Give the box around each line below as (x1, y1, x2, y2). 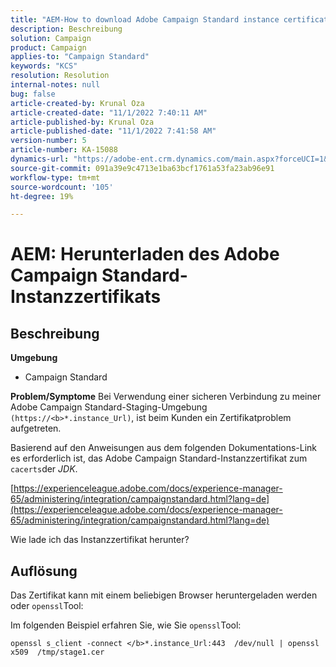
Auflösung (10, 562, 78, 580)
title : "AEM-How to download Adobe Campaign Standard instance (10, 14, 280, 25)
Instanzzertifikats (10, 286, 162, 308)
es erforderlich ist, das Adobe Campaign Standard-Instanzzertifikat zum (10, 452, 308, 465)
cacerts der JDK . (10, 463, 78, 475)
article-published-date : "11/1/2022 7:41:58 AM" (10, 126, 217, 136)
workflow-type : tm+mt (10, 172, 101, 183)
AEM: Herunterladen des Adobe (10, 243, 280, 266)
